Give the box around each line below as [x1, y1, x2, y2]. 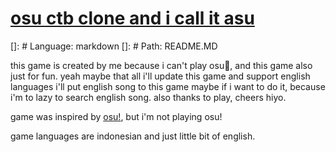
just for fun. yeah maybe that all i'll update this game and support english [10, 70, 311, 82]
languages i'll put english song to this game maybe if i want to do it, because [10, 80, 326, 92]
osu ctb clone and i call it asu [10, 7, 255, 30]
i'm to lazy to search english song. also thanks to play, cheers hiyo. [10, 91, 287, 103]
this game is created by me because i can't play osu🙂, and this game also [10, 59, 313, 71]
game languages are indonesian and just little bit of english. [10, 130, 256, 142]
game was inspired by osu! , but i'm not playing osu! [10, 110, 223, 122]
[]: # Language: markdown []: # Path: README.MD [10, 40, 218, 52]
